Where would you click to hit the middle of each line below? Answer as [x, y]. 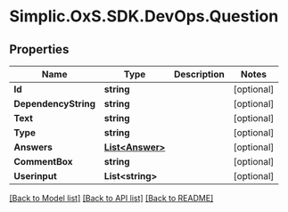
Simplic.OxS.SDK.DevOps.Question [144, 16]
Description [199, 74]
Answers [33, 147]
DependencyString [55, 104]
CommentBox [43, 162]
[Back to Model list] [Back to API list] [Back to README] [111, 198]
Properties [39, 49]
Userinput [35, 176]
